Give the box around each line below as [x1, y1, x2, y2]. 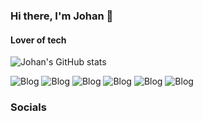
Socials [10, 100, 47, 114]
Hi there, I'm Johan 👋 [10, 9, 114, 23]
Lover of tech [10, 34, 67, 46]
